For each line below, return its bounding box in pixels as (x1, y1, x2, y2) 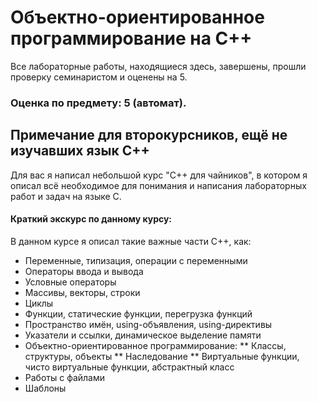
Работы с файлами (24, 371, 106, 383)
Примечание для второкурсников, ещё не (10, 127, 288, 144)
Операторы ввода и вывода (24, 265, 144, 277)
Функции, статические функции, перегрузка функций (24, 307, 253, 320)
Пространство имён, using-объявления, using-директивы (24, 318, 273, 330)
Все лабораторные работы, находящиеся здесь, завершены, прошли (10, 60, 307, 72)
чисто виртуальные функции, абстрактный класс (24, 361, 235, 373)
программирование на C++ (10, 27, 253, 50)
